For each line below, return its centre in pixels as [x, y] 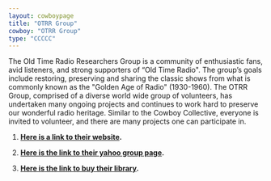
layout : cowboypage [41, 16]
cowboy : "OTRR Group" [45, 31]
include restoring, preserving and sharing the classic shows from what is [129, 78]
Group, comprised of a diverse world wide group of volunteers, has [121, 96]
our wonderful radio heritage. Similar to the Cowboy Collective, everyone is [133, 113]
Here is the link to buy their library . [79, 168]
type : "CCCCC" [32, 38]
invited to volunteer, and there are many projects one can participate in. [127, 121]
